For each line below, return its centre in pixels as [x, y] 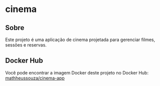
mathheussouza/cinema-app [35, 78]
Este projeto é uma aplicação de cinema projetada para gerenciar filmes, [80, 39]
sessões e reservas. [26, 45]
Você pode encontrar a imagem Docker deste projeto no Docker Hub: [77, 72]
